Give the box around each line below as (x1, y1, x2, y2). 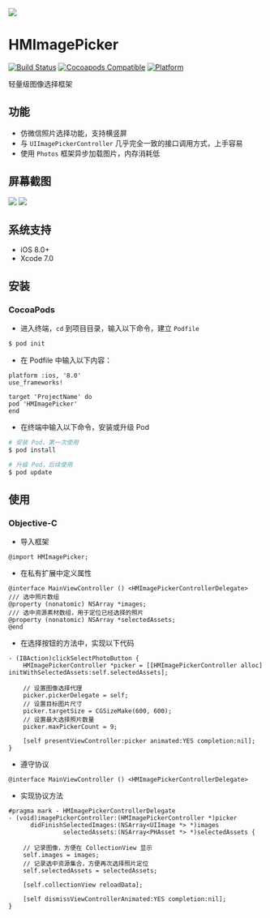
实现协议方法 (19, 791, 63, 800)
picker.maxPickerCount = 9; (23, 723, 118, 731)
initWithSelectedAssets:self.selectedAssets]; (8, 669, 169, 677)
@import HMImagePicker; (8, 553, 89, 561)
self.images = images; (23, 852, 100, 860)
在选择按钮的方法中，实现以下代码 (19, 638, 135, 648)
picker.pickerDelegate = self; (23, 692, 129, 700)
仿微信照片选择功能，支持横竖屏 (19, 128, 127, 138)
